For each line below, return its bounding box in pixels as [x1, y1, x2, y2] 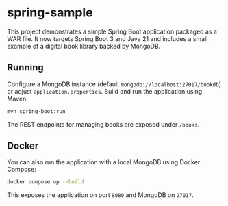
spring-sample [7, 5, 94, 21]
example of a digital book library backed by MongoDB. [7, 42, 161, 50]
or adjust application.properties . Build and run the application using [7, 87, 203, 95]
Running [7, 62, 45, 73]
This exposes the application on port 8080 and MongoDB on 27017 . [7, 191, 194, 199]
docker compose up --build [7, 179, 84, 185]
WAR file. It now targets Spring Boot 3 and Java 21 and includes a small [7, 34, 208, 42]
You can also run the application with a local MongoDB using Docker [7, 158, 201, 166]
